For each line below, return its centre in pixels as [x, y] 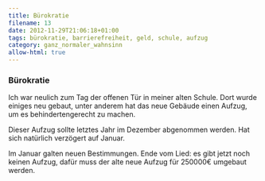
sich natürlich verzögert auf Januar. [67, 138]
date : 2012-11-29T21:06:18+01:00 [64, 30]
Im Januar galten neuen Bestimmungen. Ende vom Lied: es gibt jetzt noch [129, 154]
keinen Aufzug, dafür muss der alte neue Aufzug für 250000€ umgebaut [127, 162]
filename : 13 [30, 23]
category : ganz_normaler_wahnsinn [66, 45]
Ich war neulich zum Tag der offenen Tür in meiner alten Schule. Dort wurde [132, 98]
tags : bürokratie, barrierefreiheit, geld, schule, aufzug [108, 38]
